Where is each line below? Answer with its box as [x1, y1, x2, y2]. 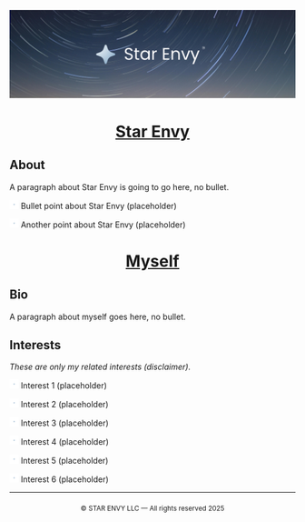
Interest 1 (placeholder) [20, 380, 107, 391]
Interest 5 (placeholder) [20, 456, 109, 467]
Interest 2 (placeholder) [20, 399, 109, 410]
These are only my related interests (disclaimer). [9, 361, 192, 373]
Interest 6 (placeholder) [20, 474, 109, 485]
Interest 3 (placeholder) [20, 417, 109, 428]
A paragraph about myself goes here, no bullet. [9, 311, 186, 322]
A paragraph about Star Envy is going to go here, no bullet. [9, 181, 230, 192]
